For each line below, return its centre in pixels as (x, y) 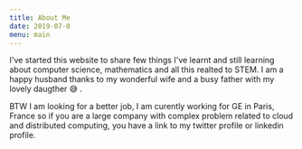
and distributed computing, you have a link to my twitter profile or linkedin (147, 126)
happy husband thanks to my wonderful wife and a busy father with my (142, 79)
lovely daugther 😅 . (46, 89)
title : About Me (40, 18)
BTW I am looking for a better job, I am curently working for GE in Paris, (142, 107)
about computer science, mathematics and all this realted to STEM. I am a (146, 70)
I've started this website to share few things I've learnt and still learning (142, 61)
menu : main (30, 34)
